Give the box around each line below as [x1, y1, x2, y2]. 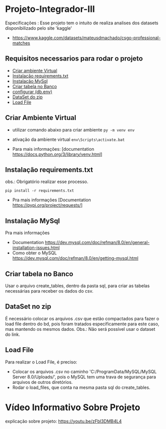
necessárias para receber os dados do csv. [5, 288, 94, 294]
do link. [5, 331, 20, 337]
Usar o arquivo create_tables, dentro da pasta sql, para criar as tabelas [5, 283, 150, 289]
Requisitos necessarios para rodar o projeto [5, 55, 143, 63]
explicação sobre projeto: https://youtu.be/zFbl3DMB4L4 [5, 418, 122, 424]
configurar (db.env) [12, 88, 53, 95]
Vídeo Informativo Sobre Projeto [5, 402, 140, 413]
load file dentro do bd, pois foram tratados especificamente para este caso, [5, 321, 160, 327]
